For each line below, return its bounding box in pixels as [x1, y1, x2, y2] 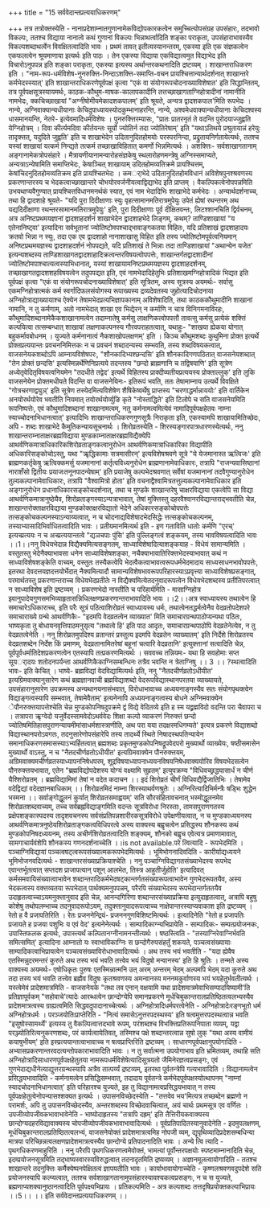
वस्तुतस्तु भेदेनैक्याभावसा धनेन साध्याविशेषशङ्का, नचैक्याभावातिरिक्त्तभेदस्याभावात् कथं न [8, 549, 227, 558]
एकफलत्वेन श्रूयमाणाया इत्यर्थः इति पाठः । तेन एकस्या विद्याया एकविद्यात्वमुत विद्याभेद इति [8, 51, 227, 60]
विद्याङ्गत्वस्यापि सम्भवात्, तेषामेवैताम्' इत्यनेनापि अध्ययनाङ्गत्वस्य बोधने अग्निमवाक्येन [8, 693, 223, 703]
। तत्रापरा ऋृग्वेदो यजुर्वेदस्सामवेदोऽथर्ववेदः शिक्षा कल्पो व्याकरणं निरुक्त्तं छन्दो [8, 712, 197, 721]
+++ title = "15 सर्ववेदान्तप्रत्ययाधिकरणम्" [8, 8, 121, 17]
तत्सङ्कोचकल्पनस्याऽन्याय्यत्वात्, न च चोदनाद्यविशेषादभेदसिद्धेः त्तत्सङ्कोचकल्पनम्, [8, 512, 215, 522]
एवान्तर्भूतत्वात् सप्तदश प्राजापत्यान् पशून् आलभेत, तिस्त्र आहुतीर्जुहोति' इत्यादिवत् [8, 865, 205, 874]
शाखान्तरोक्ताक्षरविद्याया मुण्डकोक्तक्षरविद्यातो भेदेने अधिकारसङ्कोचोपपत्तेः [8, 503, 190, 512]
